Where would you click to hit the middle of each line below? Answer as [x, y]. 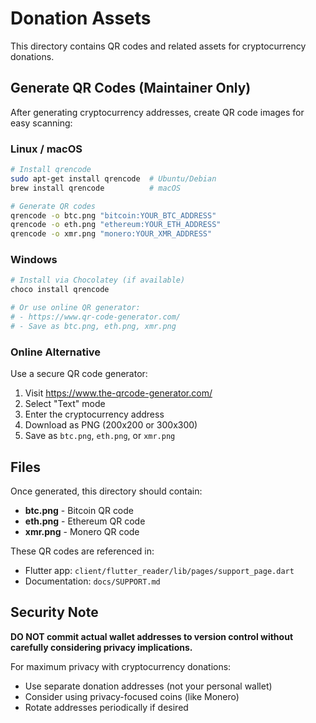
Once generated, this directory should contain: [106, 491]
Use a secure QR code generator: [79, 374]
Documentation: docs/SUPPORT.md [92, 581]
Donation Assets [81, 18]
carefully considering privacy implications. [101, 647]
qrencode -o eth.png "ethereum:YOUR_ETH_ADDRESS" [116, 225]
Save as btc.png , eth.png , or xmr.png [100, 436]
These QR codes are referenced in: [82, 551]
